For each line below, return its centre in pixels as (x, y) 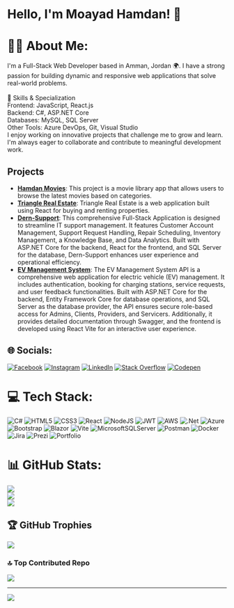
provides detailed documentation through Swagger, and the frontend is (119, 321)
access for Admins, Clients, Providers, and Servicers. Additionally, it (115, 314)
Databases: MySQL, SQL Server (53, 120)
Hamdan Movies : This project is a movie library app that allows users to (120, 188)
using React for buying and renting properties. (84, 210)
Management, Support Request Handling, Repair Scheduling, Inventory (119, 232)
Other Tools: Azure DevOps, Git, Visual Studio (73, 127)
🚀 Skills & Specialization (41, 98)
